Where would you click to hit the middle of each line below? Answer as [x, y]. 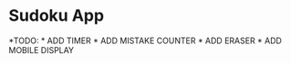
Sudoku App [57, 16]
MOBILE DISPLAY [42, 49]
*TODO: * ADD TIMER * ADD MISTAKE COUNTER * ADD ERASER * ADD [145, 40]
